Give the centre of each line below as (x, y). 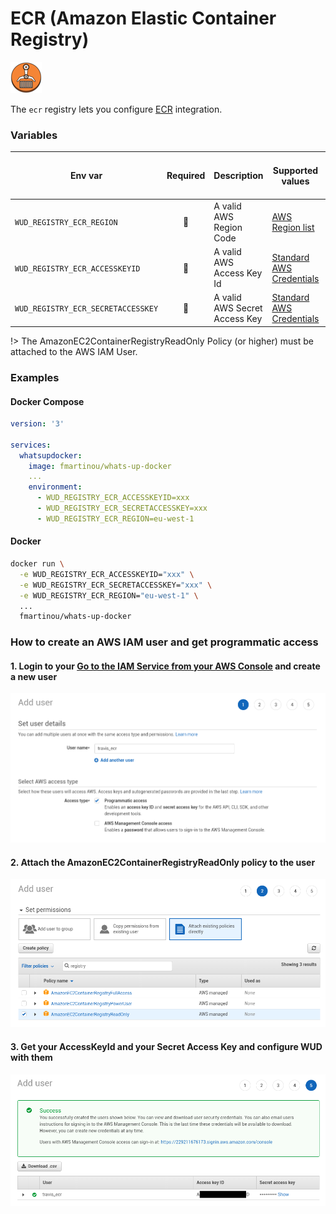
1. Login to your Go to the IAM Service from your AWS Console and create (165, 666)
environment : (55, 487)
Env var (86, 176)
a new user (34, 676)
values (295, 181)
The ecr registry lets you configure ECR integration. (116, 109)
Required (186, 176)
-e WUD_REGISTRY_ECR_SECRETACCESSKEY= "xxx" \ (116, 585)
